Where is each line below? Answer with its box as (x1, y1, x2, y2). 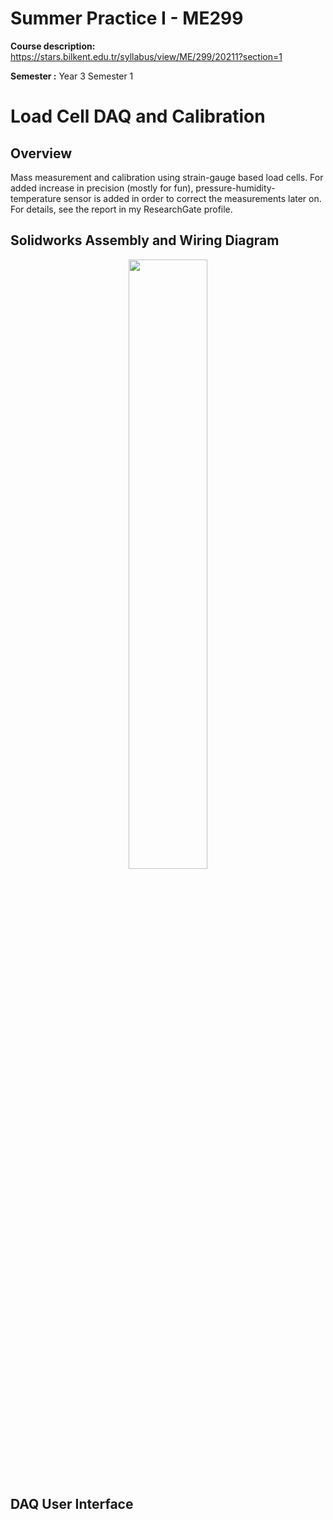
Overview (10, 145, 73, 162)
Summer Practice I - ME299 (10, 7, 244, 30)
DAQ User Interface (10, 1496, 134, 1513)
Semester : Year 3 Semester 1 (10, 70, 134, 82)
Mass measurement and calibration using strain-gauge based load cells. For (10, 171, 324, 183)
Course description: (10, 40, 96, 52)
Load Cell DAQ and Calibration (10, 105, 266, 128)
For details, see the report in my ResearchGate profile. (10, 203, 233, 215)
